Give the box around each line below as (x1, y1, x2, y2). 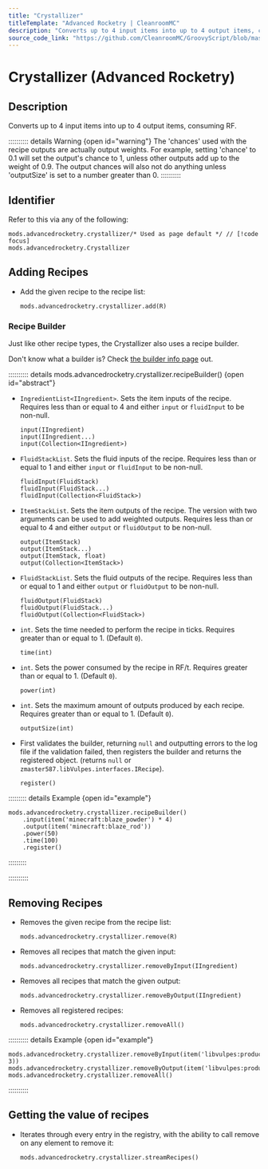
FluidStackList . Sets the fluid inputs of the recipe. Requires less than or (19, 454, 257, 463)
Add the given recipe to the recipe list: (19, 286, 146, 296)
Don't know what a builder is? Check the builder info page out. (8, 354, 214, 364)
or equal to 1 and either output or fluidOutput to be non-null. (19, 581, 219, 591)
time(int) (19, 649, 53, 657)
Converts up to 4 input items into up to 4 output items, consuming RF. (8, 121, 237, 131)
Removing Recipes (8, 896, 103, 910)
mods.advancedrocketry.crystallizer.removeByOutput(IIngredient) (19, 991, 242, 999)
